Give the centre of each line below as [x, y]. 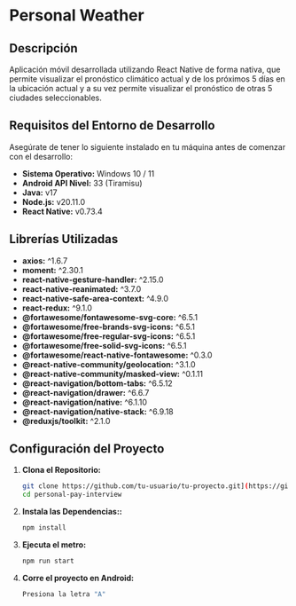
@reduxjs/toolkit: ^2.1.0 [66, 421]
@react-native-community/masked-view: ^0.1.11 [113, 374]
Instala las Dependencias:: [72, 512]
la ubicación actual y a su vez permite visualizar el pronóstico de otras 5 [141, 88]
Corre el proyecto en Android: [78, 578]
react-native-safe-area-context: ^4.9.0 [95, 298]
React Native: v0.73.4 [62, 211]
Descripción [43, 48]
